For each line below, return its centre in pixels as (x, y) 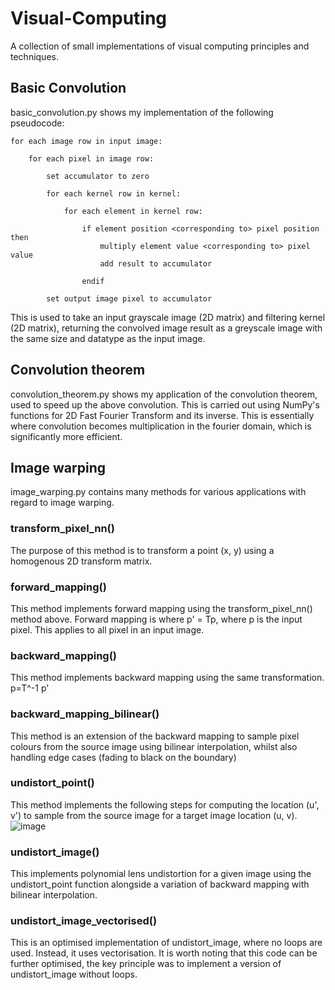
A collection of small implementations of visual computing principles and (160, 46)
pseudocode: (37, 123)
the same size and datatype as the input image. (108, 338)
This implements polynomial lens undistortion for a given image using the (161, 874)
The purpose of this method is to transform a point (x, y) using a (142, 550)
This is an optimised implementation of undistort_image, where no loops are (166, 943)
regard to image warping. (62, 503)
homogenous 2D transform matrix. (81, 561)
